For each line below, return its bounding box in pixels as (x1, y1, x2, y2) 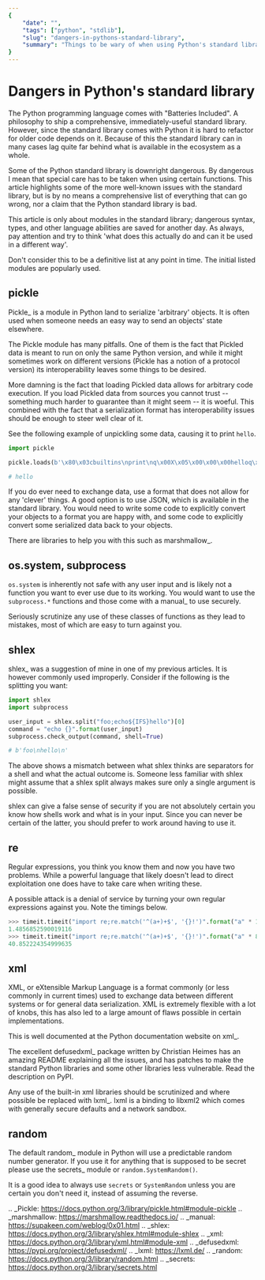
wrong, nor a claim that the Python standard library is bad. (8, 199, 197, 209)
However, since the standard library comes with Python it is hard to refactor (8, 125, 254, 134)
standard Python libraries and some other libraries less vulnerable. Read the (8, 1064, 255, 1073)
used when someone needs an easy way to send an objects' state (8, 315, 223, 325)
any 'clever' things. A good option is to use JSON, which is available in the (8, 495, 249, 505)
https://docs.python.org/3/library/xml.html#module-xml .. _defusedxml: (8, 1237, 239, 1247)
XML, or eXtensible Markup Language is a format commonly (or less (8, 983, 230, 992)
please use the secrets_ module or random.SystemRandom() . (8, 1165, 199, 1174)
